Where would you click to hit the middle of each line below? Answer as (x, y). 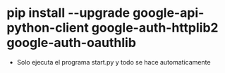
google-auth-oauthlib (72, 43)
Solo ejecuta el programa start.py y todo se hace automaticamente (114, 62)
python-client (48, 28)
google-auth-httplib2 (155, 28)
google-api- (168, 13)
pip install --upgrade (68, 13)
